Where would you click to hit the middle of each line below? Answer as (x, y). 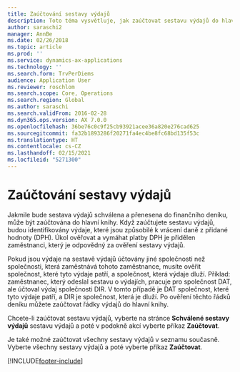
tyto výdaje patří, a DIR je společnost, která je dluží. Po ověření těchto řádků (119, 296)
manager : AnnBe (30, 34)
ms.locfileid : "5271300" (44, 160)
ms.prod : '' (25, 54)
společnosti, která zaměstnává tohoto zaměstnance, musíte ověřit (104, 266)
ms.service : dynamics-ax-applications (65, 61)
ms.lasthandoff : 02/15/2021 (49, 153)
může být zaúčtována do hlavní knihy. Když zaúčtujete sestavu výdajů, (111, 222)
